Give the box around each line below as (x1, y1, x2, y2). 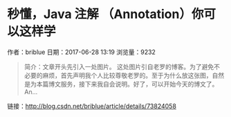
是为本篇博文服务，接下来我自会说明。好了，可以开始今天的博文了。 (24, 80, 219, 88)
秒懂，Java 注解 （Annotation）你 (7, 6, 204, 22)
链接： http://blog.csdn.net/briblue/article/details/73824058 (7, 102, 176, 110)
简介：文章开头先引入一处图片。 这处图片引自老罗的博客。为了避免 (24, 62, 214, 71)
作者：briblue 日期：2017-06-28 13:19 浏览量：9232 (7, 48, 156, 56)
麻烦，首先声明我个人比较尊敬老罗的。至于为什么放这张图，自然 (42, 71, 225, 80)
